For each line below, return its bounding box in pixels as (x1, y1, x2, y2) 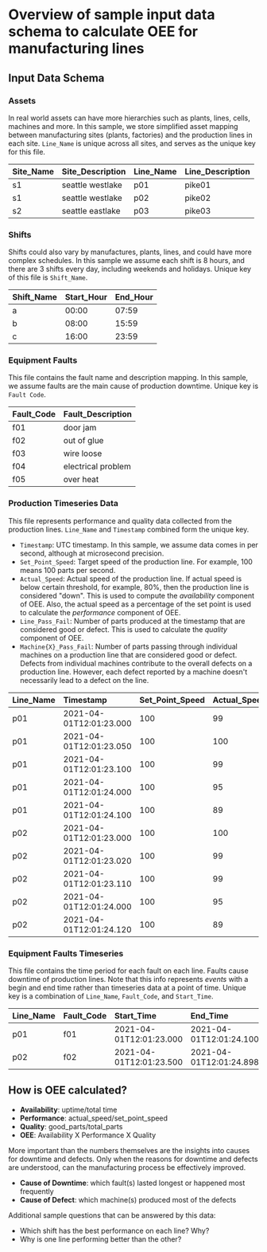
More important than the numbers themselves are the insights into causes (8, 1145, 250, 1155)
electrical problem (63, 461, 131, 472)
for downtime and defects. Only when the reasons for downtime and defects (8, 1154, 258, 1164)
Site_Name (12, 166, 54, 177)
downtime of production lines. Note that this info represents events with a (8, 975, 249, 984)
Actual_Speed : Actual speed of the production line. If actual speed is (19, 574, 242, 583)
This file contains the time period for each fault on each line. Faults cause (8, 966, 249, 975)
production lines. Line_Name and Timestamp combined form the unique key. (8, 524, 250, 534)
